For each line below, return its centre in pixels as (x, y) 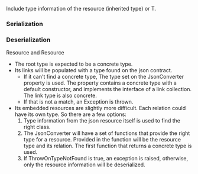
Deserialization (28, 40)
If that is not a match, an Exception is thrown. (78, 102)
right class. (37, 127)
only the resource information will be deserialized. (85, 165)
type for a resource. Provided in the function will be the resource (102, 140)
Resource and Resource (35, 53)
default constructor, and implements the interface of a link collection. (108, 89)
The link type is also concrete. (60, 96)
